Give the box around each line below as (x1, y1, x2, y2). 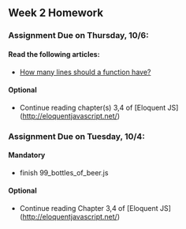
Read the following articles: (8, 49, 100, 58)
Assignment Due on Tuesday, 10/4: (8, 130, 146, 141)
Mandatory (8, 150, 46, 160)
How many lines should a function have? (19, 67, 151, 77)
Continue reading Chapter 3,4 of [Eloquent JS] (19, 204, 172, 213)
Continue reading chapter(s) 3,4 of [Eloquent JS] (19, 103, 179, 112)
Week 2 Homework (8, 6, 104, 20)
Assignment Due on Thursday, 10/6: (8, 30, 149, 41)
